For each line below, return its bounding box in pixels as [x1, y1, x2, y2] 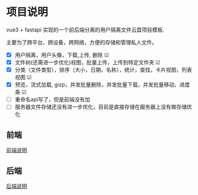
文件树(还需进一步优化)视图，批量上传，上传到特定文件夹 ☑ [14, 59, 161, 66]
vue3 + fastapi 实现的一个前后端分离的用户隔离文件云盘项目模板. [6, 26, 165, 33]
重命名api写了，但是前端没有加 [14, 96, 90, 103]
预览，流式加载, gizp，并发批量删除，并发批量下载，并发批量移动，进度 [14, 81, 190, 88]
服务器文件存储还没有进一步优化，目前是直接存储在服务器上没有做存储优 [14, 103, 192, 110]
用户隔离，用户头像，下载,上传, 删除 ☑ [14, 51, 109, 58]
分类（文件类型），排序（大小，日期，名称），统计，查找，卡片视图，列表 [14, 66, 192, 73]
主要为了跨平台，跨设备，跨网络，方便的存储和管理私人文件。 [6, 39, 158, 46]
